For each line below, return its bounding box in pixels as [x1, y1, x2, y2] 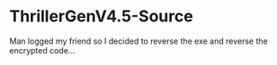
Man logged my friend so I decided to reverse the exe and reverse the [9, 36, 268, 46]
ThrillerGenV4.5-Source [9, 6, 193, 27]
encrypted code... [9, 45, 76, 55]
